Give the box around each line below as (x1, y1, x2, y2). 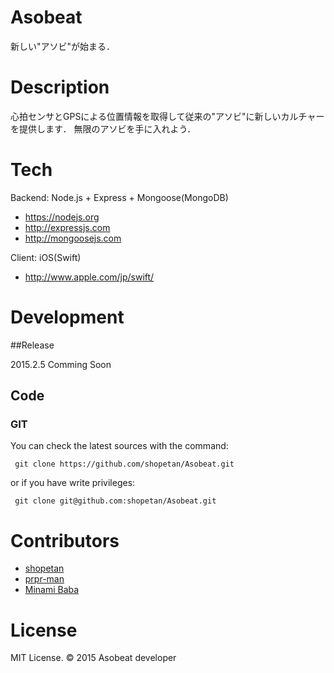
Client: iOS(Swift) (10, 251, 82, 263)
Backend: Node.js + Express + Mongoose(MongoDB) (10, 191, 229, 203)
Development (10, 306, 125, 328)
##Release (10, 339, 55, 351)
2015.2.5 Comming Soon (10, 358, 112, 370)
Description (10, 76, 110, 99)
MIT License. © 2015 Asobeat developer (10, 652, 177, 664)
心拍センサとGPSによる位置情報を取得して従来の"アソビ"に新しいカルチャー (10, 110, 325, 122)
